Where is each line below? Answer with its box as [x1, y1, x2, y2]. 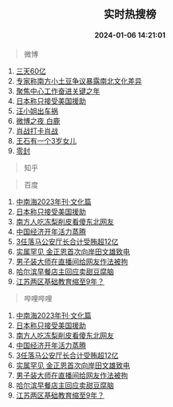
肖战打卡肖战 [15, 126, 58, 136]
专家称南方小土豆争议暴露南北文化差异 [15, 76, 142, 85]
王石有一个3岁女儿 [15, 136, 77, 145]
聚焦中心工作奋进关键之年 [15, 86, 100, 96]
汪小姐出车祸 [15, 106, 58, 116]
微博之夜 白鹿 [15, 116, 61, 125]
